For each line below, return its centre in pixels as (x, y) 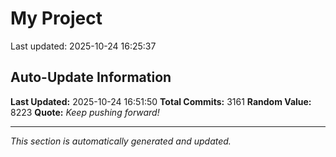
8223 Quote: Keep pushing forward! (85, 112)
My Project (56, 18)
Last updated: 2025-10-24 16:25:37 (83, 46)
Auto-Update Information (91, 77)
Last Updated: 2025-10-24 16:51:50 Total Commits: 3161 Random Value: (161, 101)
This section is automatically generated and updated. (121, 141)
